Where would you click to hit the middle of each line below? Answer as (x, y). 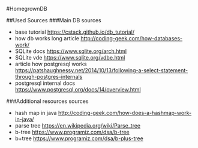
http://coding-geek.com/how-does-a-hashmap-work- (125, 113)
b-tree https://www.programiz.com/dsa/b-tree (72, 132)
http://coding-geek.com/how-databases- (132, 38)
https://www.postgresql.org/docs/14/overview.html (78, 89)
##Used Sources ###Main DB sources (54, 20)
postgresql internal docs (45, 83)
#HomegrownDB (27, 9)
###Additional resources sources (47, 101)
